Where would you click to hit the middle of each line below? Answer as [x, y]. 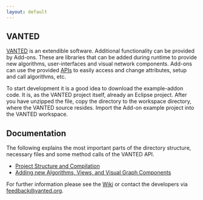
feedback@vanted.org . [35, 191]
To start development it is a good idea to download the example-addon [95, 88]
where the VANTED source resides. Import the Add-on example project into [100, 108]
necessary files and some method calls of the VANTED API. [80, 155]
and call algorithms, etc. [36, 77]
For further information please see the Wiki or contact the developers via [97, 184]
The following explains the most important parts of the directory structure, [99, 148]
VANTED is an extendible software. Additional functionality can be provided [101, 51]
